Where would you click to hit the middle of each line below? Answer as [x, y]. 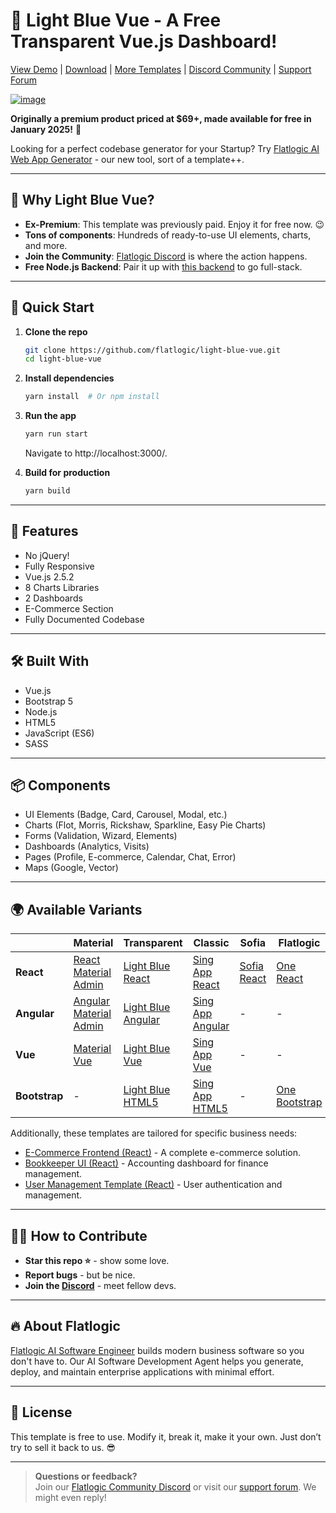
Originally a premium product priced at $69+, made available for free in [161, 118]
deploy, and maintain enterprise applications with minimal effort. [142, 1371]
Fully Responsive [59, 566]
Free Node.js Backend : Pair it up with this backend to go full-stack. [163, 266]
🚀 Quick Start [52, 307]
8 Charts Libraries [62, 587]
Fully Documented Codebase [84, 619]
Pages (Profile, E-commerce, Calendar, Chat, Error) [130, 857]
